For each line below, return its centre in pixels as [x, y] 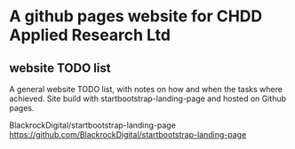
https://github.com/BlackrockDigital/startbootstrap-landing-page [128, 134]
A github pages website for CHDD [136, 16]
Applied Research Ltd [90, 35]
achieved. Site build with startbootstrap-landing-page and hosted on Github [148, 98]
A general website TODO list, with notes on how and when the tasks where [146, 89]
